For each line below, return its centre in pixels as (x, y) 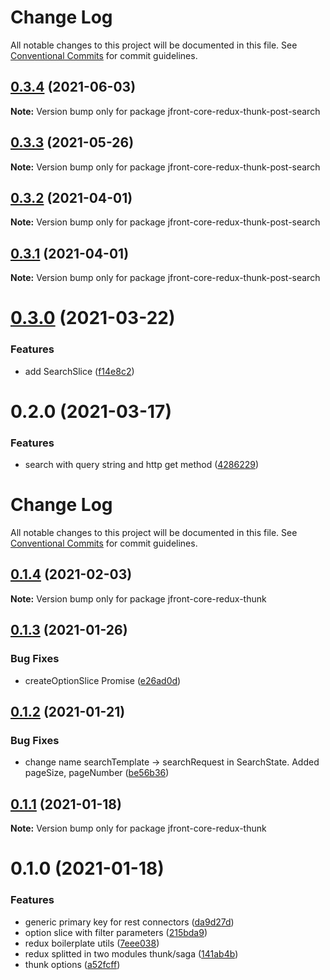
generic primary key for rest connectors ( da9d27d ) (129, 922)
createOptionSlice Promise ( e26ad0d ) (103, 680)
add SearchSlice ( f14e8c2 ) (79, 371)
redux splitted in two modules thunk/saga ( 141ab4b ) (131, 953)
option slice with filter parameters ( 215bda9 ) (116, 932)
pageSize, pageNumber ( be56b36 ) (97, 773)
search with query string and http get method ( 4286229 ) (142, 465)
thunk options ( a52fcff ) (72, 964)
